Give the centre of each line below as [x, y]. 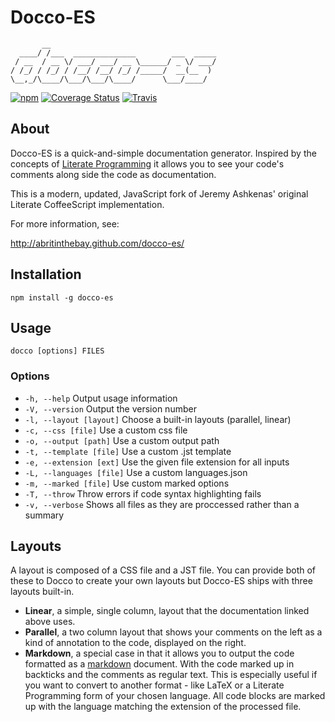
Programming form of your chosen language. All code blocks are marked [175, 696]
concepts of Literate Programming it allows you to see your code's [147, 163]
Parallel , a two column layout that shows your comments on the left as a [173, 632]
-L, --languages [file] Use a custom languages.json [136, 472]
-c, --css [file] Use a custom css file [106, 430]
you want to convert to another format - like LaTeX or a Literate [154, 685]
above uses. [50, 622]
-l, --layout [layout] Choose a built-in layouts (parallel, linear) [158, 419]
